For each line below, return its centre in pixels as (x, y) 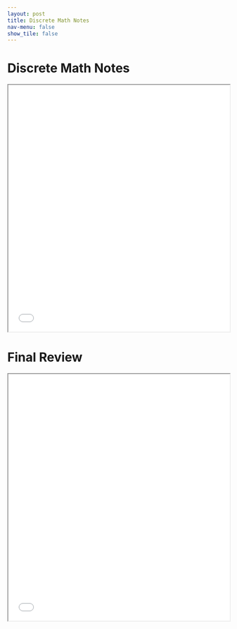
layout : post (26, 14)
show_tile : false (33, 33)
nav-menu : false (31, 27)
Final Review (45, 358)
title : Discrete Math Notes (49, 20)
